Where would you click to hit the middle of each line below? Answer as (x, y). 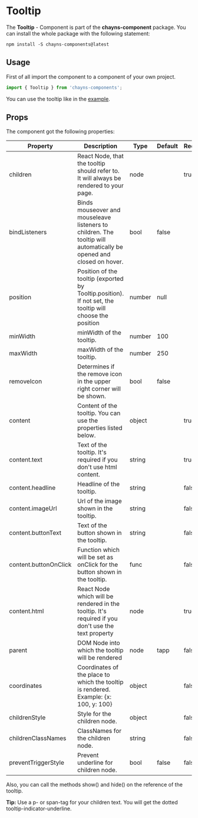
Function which (98, 550)
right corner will (99, 389)
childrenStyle (27, 718)
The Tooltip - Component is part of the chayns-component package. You (96, 27)
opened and (94, 254)
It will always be (99, 178)
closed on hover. (100, 262)
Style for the (95, 714)
